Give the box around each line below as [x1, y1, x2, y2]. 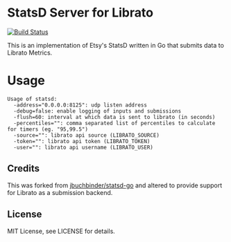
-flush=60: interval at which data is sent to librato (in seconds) [13, 113, 216, 120]
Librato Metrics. [7, 48, 53, 57]
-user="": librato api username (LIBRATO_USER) [13, 144, 154, 151]
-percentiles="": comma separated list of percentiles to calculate [13, 120, 216, 127]
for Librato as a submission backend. [7, 188, 113, 196]
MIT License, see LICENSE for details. [7, 227, 116, 235]
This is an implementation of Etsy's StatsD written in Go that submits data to [7, 41, 224, 49]
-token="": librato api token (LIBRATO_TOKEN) [13, 138, 151, 145]
